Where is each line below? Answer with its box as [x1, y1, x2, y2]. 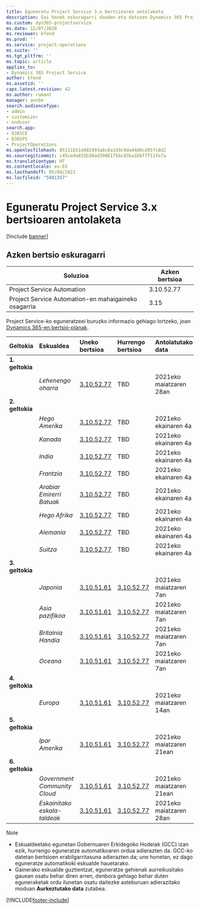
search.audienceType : [6, 102, 60, 109]
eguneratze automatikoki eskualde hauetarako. [14, 860, 130, 867]
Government [39, 774, 74, 783]
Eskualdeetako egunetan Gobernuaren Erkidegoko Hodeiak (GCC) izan [14, 841, 189, 848]
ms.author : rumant [6, 92, 52, 98]
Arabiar [39, 483, 61, 491]
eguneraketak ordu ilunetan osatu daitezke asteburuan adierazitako [14, 879, 180, 886]
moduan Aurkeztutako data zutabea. [14, 885, 107, 892]
